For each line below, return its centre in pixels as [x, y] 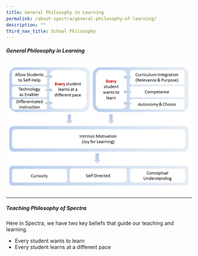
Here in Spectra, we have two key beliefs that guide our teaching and [90, 223]
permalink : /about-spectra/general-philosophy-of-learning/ [82, 19]
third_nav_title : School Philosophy [51, 31]
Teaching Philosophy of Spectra [46, 208]
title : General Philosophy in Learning [55, 12]
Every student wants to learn [49, 241]
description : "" [26, 25]
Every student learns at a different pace [63, 247]
